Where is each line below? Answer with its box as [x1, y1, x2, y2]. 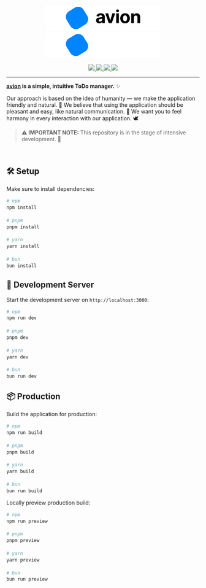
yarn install [6, 243, 40, 250]
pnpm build [6, 449, 34, 455]
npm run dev [6, 315, 37, 321]
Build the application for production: [6, 411, 97, 418]
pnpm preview [6, 538, 40, 544]
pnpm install [6, 223, 40, 230]
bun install [6, 263, 37, 269]
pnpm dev [6, 335, 29, 341]
